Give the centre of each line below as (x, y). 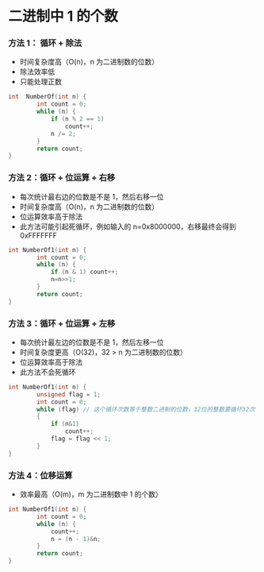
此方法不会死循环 (48, 372)
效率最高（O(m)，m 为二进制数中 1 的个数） (91, 494)
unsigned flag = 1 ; (69, 394)
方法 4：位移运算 (40, 475)
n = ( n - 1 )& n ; (76, 539)
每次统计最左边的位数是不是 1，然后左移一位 (92, 342)
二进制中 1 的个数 (63, 16)
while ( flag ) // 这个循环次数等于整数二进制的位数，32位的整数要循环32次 (146, 409)
